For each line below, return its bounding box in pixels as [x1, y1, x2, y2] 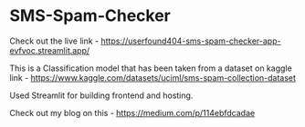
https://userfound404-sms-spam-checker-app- [100, 35, 281, 46]
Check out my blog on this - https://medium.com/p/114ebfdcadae [9, 107, 256, 118]
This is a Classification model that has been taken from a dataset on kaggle [9, 63, 292, 73]
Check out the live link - [9, 35, 100, 46]
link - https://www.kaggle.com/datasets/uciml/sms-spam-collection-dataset [9, 72, 297, 83]
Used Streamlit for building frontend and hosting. [9, 90, 194, 101]
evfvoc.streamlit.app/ [9, 44, 90, 55]
